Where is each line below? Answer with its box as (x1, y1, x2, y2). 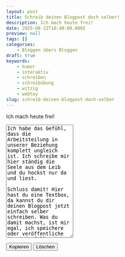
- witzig (17, 86, 38, 92)
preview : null (6, 31, 41, 37)
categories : (6, 42, 35, 48)
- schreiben (17, 74, 46, 80)
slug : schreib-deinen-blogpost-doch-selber (6, 96, 115, 102)
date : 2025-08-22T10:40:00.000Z (6, 25, 85, 31)
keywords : (6, 58, 31, 64)
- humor (17, 63, 35, 70)
